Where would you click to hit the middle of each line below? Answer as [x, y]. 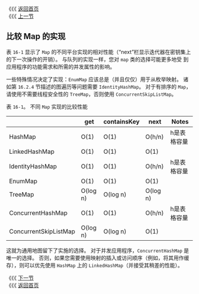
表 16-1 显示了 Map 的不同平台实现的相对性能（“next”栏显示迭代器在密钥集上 [99, 51]
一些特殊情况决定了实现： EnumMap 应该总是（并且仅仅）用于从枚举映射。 [94, 79]
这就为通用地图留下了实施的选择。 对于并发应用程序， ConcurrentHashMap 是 [98, 250]
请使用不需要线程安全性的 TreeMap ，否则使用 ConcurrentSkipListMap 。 [92, 94]
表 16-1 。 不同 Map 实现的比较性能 [47, 106]
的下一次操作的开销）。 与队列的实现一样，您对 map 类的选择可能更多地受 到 [97, 59]
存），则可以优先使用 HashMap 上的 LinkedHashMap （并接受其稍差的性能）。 [95, 265]
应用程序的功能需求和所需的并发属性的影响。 [61, 66]
